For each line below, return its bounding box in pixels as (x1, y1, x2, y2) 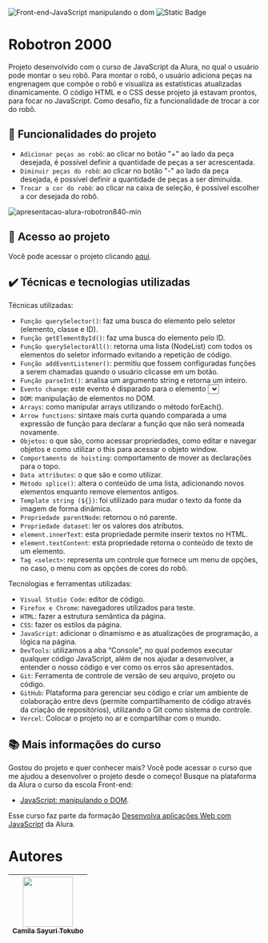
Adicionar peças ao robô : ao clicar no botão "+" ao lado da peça (19, 149, 234, 158)
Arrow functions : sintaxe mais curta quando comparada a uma (19, 410, 227, 420)
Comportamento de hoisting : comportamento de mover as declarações (19, 453, 252, 463)
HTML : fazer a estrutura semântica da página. (19, 612, 166, 621)
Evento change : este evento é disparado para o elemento (19, 384, 206, 394)
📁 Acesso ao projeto (8, 230, 110, 244)
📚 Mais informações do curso (8, 737, 162, 751)
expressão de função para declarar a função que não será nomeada (19, 419, 246, 429)
